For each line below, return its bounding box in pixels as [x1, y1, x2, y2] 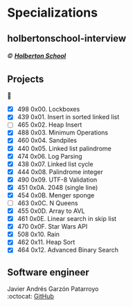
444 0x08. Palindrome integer [17, 168, 103, 176]
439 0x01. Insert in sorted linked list [17, 113, 120, 121]
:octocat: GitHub [7, 292, 54, 301]
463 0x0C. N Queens [17, 199, 78, 207]
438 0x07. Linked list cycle [17, 159, 94, 168]
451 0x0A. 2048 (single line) [17, 183, 98, 191]
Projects [7, 73, 44, 85]
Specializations [7, 5, 98, 21]
